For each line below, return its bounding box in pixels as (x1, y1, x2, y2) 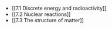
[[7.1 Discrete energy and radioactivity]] (11, 5, 107, 11)
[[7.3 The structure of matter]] (11, 17, 84, 23)
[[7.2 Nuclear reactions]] (11, 11, 71, 18)
